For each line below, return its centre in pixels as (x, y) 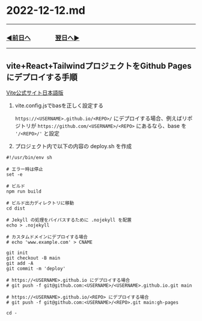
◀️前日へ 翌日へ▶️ (43, 38)
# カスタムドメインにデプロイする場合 (47, 237)
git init (17, 253)
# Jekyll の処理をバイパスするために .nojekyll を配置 (69, 220)
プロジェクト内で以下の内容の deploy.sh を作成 (73, 146)
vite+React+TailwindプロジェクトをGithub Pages (99, 66)
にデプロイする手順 (42, 77)
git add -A (20, 263)
